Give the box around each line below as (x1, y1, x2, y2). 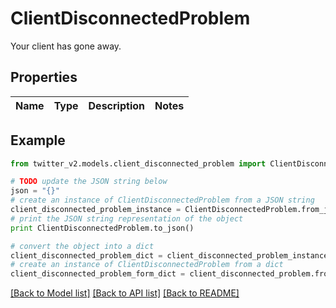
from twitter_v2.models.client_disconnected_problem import (10, 158, 267, 169)
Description (88, 98, 145, 112)
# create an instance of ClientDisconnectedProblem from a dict (10, 260, 284, 270)
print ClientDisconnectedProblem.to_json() (10, 223, 195, 233)
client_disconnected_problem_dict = (10, 250, 163, 261)
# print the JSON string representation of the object (10, 213, 244, 224)
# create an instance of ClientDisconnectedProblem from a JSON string (10, 195, 315, 206)
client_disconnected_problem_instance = (10, 205, 182, 215)
